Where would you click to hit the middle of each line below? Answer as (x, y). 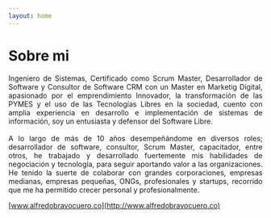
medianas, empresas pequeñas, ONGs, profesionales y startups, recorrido (135, 181)
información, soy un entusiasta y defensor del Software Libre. (111, 121)
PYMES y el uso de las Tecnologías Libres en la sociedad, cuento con (135, 104)
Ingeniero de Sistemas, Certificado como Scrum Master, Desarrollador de (135, 78)
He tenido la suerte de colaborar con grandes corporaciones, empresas (135, 172)
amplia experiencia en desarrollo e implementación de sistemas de (135, 112)
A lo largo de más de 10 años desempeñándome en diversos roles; (135, 138)
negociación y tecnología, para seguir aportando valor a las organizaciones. (135, 164)
